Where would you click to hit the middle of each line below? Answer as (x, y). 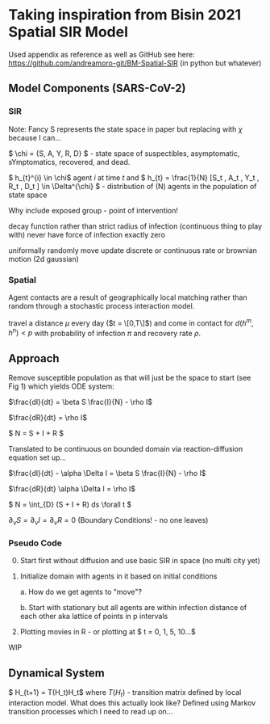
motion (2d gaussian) (44, 259)
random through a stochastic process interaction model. (102, 305)
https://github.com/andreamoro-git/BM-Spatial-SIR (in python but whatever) (135, 63)
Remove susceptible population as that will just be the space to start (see (130, 378)
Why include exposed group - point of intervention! (93, 210)
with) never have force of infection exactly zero (87, 234)
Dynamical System (56, 673)
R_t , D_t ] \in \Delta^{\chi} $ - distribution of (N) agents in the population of (133, 186)
